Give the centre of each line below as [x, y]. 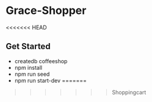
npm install [28, 67]
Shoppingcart [129, 92]
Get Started [28, 46]
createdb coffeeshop [41, 61]
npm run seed [32, 74]
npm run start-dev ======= [50, 80]
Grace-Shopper [46, 11]
